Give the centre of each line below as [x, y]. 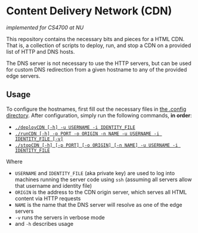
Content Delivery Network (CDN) [89, 11]
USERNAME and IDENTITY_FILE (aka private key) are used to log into [95, 173]
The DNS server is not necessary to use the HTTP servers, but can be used [99, 63]
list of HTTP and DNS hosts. [41, 51]
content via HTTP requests [48, 198]
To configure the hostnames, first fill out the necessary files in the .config [96, 109]
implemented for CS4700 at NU [45, 27]
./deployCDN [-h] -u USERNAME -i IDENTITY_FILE [75, 127]
